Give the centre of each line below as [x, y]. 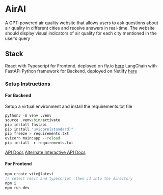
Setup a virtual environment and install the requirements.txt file [69, 106]
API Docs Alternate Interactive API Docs [45, 152]
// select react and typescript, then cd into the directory [69, 179]
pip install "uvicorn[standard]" [39, 129]
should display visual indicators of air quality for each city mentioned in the [81, 33]
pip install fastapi [26, 125]
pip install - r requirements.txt [39, 143]
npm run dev [17, 188]
